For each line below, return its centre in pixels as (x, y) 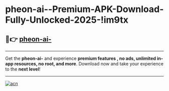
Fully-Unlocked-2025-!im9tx (67, 20)
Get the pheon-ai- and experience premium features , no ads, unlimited (81, 58)
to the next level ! (23, 69)
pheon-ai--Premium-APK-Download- (84, 9)
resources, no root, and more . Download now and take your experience (89, 64)
